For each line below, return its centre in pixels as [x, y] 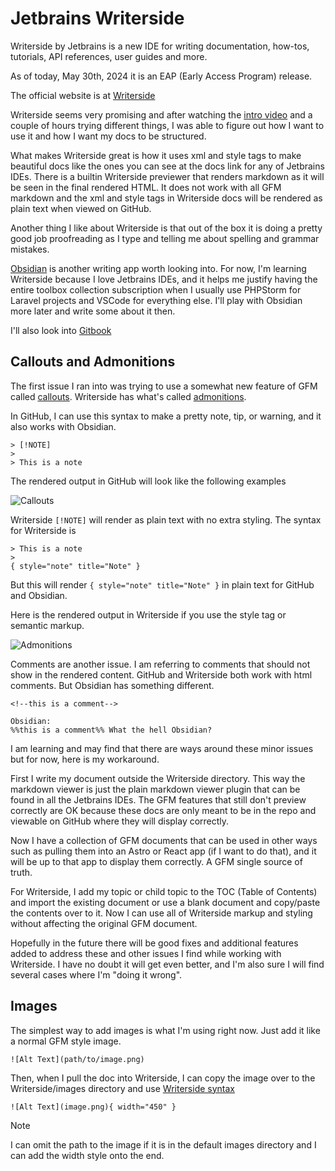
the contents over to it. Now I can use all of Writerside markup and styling [161, 913]
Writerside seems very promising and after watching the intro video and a [161, 114]
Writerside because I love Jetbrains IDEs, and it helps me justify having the [164, 279]
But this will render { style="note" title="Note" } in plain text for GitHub [162, 584]
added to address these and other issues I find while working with [146, 953]
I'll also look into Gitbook [61, 330]
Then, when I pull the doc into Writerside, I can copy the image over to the [163, 1078]
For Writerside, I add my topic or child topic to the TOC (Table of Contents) [164, 891]
